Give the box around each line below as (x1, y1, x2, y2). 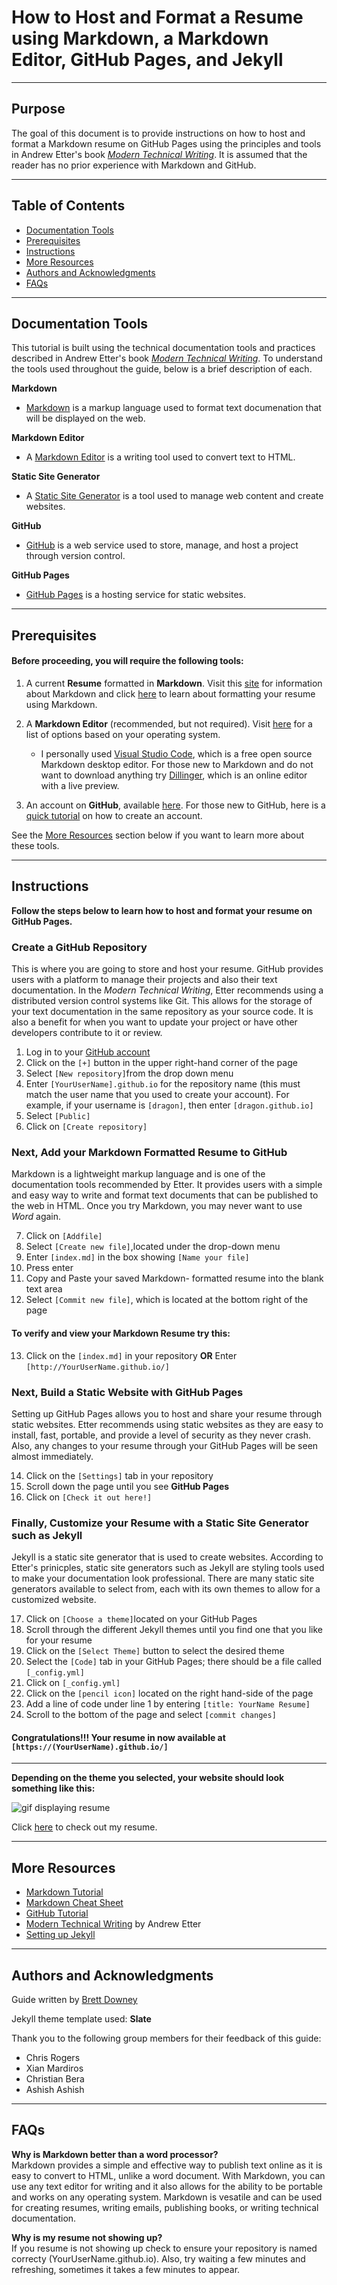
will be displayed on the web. (25, 412, 146, 425)
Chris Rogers (25, 2052, 81, 2063)
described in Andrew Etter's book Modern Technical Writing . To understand (11, 352, 323, 365)
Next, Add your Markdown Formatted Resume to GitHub (11, 1146, 288, 1159)
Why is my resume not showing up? (11, 2231, 163, 2243)
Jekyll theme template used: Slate (11, 2013, 152, 2025)
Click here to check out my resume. (11, 1821, 158, 1833)
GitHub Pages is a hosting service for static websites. (25, 589, 246, 601)
